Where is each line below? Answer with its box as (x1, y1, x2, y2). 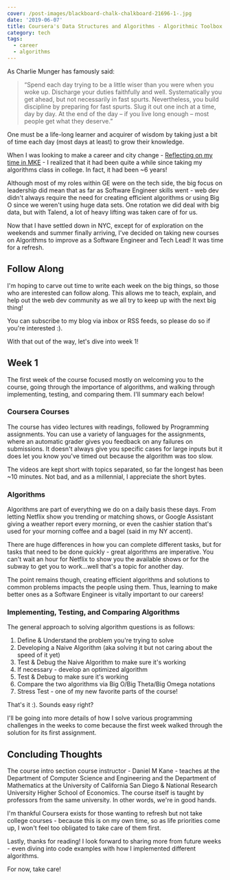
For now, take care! (7, 865, 62, 873)
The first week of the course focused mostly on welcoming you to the (7, 375, 204, 383)
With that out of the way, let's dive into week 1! (7, 337, 139, 346)
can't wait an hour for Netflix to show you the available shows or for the (7, 555, 209, 563)
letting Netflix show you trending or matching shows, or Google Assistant (7, 512, 214, 521)
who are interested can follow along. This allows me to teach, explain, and (7, 289, 216, 297)
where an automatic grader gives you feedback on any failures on (7, 437, 194, 445)
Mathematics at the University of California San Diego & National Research (7, 781, 218, 790)
